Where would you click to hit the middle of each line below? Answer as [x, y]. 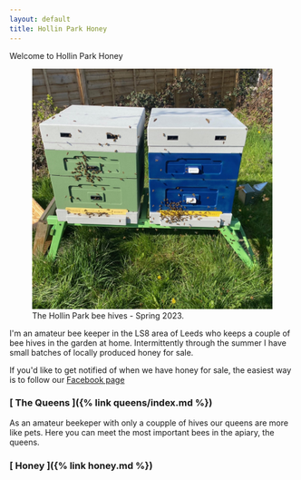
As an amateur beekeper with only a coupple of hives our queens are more [149, 423]
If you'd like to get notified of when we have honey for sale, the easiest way [150, 370]
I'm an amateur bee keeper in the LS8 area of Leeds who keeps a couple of [150, 333]
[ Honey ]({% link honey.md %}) [81, 465]
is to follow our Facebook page [67, 379]
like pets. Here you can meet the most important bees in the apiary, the [142, 432]
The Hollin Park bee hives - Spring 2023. [108, 315]
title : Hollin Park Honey [58, 29]
